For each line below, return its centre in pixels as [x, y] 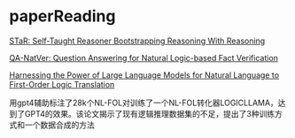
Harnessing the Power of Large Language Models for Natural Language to [144, 75]
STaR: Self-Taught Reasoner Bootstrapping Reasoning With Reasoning [137, 41]
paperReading [62, 16]
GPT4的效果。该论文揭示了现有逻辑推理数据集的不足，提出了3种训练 [150, 113]
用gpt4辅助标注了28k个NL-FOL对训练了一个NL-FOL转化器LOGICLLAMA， [144, 103]
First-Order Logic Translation [62, 84]
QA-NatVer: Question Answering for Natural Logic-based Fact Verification [144, 57]
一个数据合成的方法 [59, 125]
